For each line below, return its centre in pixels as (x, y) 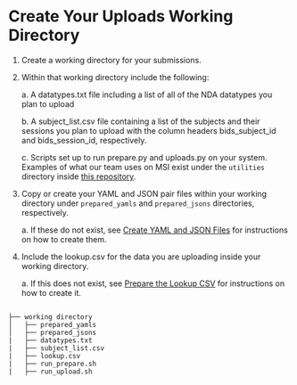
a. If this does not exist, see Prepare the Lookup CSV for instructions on (153, 283)
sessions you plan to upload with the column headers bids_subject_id (149, 130)
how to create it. (51, 292)
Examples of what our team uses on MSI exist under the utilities (143, 167)
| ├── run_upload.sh (50, 372)
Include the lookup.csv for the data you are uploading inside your (141, 257)
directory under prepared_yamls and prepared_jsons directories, (138, 203)
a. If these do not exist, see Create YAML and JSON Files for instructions (155, 230)
